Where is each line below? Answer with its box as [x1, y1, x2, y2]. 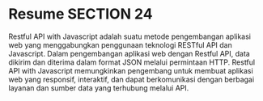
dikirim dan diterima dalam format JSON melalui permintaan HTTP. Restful [8, 57, 256, 67]
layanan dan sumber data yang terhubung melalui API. [8, 82, 189, 93]
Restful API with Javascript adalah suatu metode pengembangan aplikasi [8, 32, 251, 41]
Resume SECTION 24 [8, 5, 153, 23]
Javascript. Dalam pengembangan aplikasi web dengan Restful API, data [8, 48, 251, 58]
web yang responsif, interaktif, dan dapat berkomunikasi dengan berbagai [8, 74, 255, 84]
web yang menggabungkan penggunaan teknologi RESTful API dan [8, 40, 233, 49]
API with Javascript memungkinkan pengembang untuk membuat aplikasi [8, 65, 253, 75]
